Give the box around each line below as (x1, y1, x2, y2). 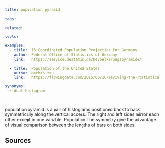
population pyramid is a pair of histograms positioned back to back (5, 107, 140, 112)
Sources (5, 136, 31, 145)
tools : (5, 34, 19, 39)
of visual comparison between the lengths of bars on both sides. (5, 122, 136, 128)
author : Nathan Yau (14, 70, 54, 75)
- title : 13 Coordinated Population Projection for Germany (9, 48, 137, 53)
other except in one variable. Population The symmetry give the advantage (5, 117, 156, 122)
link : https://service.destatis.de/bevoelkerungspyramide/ (14, 57, 141, 62)
